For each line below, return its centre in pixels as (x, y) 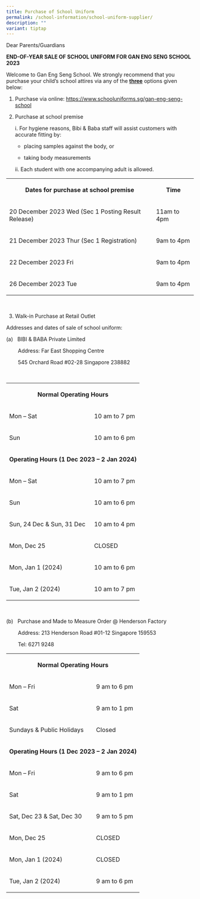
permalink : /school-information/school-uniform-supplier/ (79, 17)
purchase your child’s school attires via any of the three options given (92, 81)
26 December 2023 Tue (43, 284)
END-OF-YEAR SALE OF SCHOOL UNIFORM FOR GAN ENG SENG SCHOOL (99, 57)
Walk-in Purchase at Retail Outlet (55, 316)
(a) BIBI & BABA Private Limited (46, 339)
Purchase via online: (40, 99)
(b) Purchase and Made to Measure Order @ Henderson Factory (86, 621)
